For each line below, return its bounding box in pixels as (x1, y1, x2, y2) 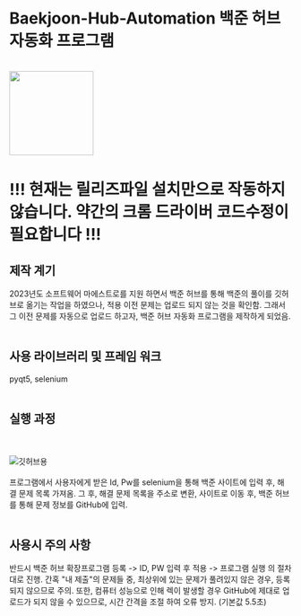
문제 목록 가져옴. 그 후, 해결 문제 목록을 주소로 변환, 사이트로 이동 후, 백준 (18, 488, 273, 498)
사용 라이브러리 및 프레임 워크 (9, 349, 162, 365)
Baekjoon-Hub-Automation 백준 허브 (9, 8, 281, 29)
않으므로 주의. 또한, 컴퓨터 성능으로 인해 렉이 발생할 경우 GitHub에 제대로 (25, 585, 280, 596)
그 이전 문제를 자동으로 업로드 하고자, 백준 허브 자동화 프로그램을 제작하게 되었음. (9, 311, 291, 321)
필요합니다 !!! (9, 224, 101, 245)
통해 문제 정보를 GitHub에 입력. (18, 499, 128, 510)
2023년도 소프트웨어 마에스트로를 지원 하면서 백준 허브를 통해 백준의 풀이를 (9, 288, 273, 299)
